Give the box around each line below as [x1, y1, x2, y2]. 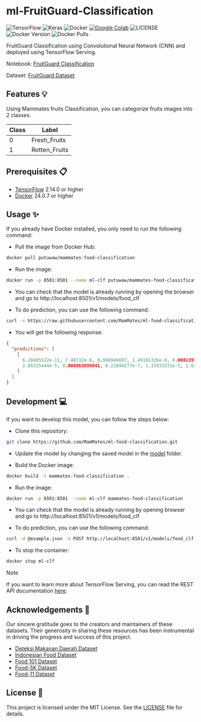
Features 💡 [6, 89, 48, 100]
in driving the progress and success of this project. [6, 633, 132, 640]
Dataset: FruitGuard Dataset [6, 71, 75, 79]
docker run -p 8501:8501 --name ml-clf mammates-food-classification [6, 495, 184, 502]
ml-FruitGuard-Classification [6, 4, 154, 18]
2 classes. [6, 111, 32, 118]
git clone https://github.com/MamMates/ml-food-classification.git [6, 439, 178, 445]
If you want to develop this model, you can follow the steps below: [6, 415, 169, 423]
